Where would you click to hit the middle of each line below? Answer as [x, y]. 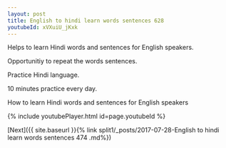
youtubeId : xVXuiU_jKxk [43, 27]
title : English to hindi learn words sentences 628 [86, 21]
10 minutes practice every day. [52, 89]
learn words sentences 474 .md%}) [60, 138]
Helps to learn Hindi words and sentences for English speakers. [101, 48]
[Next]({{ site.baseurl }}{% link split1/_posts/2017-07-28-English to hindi [113, 130]
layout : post [27, 14]
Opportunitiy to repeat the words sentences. [72, 61]
